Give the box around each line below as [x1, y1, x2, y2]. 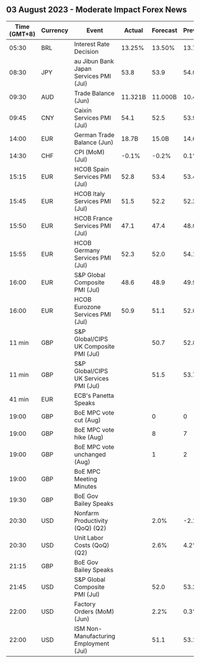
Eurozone [74, 303, 101, 311]
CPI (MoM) [74, 148, 105, 156]
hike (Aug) [74, 433, 104, 441]
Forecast [151, 26, 177, 35]
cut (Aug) [74, 416, 101, 424]
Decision [74, 47, 99, 55]
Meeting [74, 475, 98, 483]
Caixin [74, 106, 92, 114]
